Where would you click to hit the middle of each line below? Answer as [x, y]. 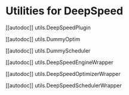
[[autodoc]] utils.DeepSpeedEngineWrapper [60, 62]
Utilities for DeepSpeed [64, 11]
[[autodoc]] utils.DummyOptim [43, 39]
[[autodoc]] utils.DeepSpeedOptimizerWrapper [63, 73]
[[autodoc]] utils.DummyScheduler [48, 50]
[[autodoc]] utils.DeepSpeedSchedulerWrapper [64, 85]
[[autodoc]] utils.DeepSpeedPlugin [48, 27]
